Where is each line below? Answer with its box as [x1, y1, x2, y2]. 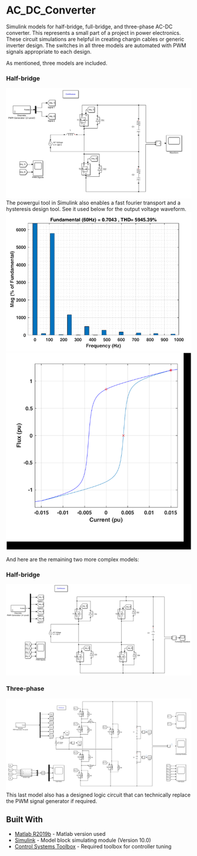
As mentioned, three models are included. [6, 60, 108, 67]
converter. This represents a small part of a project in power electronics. [6, 29, 181, 36]
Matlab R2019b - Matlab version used [14, 830, 106, 837]
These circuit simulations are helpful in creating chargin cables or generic [6, 35, 185, 42]
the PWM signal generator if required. [6, 798, 98, 805]
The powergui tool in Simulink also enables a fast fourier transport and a [6, 199, 181, 206]
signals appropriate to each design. [6, 48, 92, 55]
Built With [6, 815, 43, 825]
